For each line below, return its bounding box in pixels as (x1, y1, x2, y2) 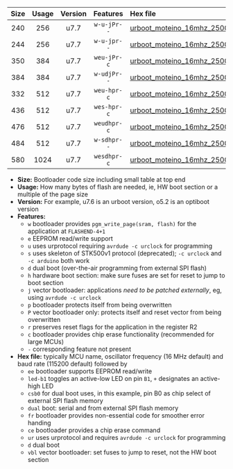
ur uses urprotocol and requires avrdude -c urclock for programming (27, 434, 226, 441)
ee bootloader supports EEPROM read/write (27, 367, 153, 375)
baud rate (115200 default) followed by (17, 360, 128, 368)
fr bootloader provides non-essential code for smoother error (27, 411, 205, 419)
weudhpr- (94, 119, 123, 127)
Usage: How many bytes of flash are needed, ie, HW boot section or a (17, 183, 218, 191)
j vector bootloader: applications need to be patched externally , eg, (27, 286, 222, 294)
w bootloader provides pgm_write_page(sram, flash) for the (27, 220, 197, 228)
